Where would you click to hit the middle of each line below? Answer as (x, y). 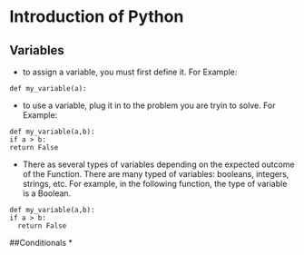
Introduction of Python (97, 17)
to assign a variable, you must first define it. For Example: (130, 72)
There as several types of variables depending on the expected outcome (158, 164)
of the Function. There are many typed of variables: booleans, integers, (156, 174)
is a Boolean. (47, 193)
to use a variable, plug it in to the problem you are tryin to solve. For (149, 105)
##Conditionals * (41, 243)
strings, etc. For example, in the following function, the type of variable (155, 184)
